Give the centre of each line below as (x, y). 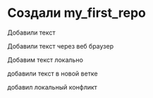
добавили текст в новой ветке (53, 73)
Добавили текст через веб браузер (61, 46)
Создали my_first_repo (76, 13)
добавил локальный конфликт (52, 87)
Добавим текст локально (45, 60)
